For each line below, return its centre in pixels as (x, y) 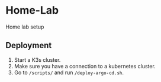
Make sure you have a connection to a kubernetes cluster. (85, 66)
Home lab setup (25, 27)
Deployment (29, 45)
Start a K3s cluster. (37, 59)
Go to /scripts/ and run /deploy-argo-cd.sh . (69, 72)
